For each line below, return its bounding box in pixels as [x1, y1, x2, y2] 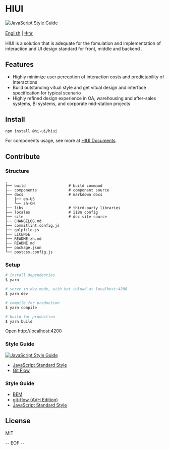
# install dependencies [5, 273, 55, 278]
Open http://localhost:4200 [5, 328, 62, 334]
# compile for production [5, 300, 60, 306]
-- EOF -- [5, 440, 25, 446]
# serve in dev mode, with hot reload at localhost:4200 [5, 286, 128, 292]
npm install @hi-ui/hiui [5, 128, 58, 134]
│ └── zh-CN [5, 201, 35, 206]
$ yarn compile [5, 305, 37, 310]
